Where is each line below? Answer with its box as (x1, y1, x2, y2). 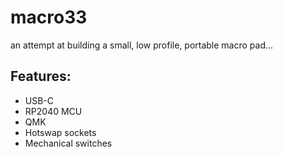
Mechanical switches (24, 137, 113, 149)
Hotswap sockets (24, 126, 97, 138)
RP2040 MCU (24, 105, 83, 117)
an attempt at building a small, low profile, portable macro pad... (10, 39, 274, 51)
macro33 (10, 6, 88, 29)
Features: (10, 68, 72, 85)
